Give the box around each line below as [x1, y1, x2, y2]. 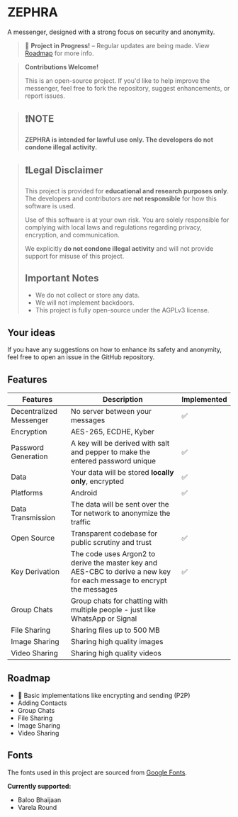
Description [102, 395, 143, 404]
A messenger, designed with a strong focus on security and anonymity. [7, 28, 215, 36]
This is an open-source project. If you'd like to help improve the [24, 76, 210, 85]
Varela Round [17, 803, 57, 811]
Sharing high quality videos [70, 648, 161, 658]
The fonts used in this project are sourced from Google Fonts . [7, 768, 188, 777]
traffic [70, 517, 91, 526]
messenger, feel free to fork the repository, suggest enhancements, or [24, 84, 230, 92]
